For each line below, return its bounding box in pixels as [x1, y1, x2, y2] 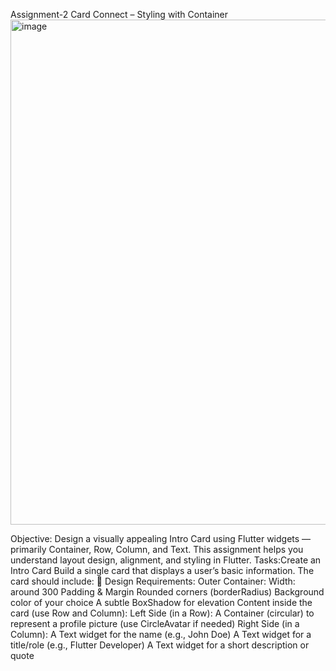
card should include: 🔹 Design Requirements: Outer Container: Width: [10, 575, 296, 587]
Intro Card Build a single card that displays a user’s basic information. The [10, 565, 315, 576]
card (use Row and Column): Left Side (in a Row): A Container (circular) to [10, 607, 315, 619]
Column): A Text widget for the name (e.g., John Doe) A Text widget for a [10, 629, 312, 640]
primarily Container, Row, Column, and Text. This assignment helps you [10, 544, 304, 555]
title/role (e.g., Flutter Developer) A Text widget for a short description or [10, 639, 310, 651]
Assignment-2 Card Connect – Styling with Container [10, 9, 229, 20]
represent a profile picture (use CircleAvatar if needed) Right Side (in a [10, 618, 300, 629]
